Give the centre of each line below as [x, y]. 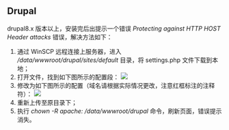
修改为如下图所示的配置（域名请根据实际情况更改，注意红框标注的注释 [116, 85]
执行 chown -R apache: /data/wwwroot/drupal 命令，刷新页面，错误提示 [119, 111]
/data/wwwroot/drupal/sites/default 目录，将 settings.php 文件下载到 [114, 60]
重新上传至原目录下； [47, 102]
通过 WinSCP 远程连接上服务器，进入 [69, 51]
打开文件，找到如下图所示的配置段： [68, 77]
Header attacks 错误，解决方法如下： [60, 37]
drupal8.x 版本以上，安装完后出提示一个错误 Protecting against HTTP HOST [114, 28]
